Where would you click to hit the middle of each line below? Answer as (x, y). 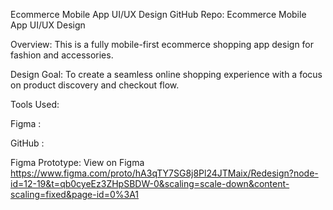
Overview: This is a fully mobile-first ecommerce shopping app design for (162, 44)
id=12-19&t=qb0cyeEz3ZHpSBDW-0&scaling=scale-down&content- (150, 183)
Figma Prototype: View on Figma (77, 162)
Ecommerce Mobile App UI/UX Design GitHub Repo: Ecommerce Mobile (158, 14)
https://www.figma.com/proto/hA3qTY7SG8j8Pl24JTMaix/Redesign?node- (164, 173)
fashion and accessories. (62, 55)
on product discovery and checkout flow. (95, 85)
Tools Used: (35, 104)
